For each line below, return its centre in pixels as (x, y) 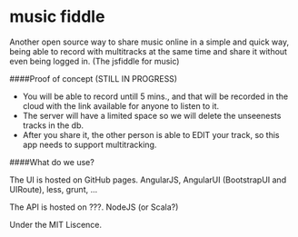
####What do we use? (52, 162)
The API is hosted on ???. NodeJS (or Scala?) (94, 207)
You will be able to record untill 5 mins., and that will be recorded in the (155, 96)
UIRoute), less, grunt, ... (54, 189)
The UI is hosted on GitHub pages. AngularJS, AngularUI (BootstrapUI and (148, 180)
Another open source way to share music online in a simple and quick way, (149, 42)
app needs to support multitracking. (89, 144)
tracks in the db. (53, 125)
